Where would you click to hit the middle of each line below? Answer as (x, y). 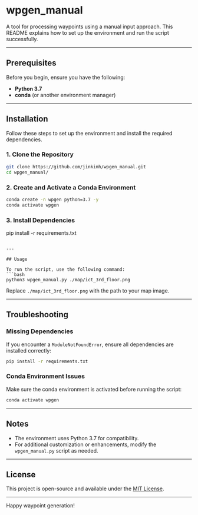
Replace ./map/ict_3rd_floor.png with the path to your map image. (88, 290)
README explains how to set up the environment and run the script (88, 32)
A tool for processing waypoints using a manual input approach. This (90, 26)
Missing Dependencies (40, 331)
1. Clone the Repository (40, 155)
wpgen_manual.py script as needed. (56, 450)
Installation (27, 119)
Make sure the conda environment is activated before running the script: (94, 389)
